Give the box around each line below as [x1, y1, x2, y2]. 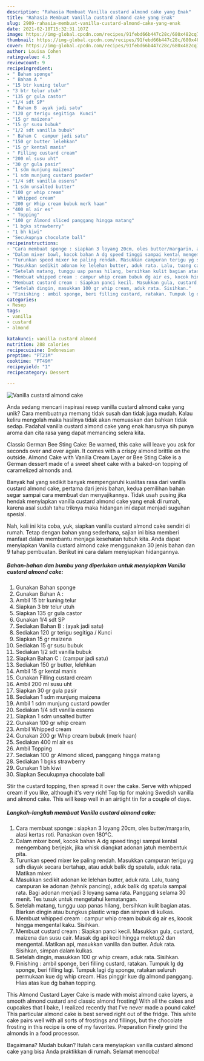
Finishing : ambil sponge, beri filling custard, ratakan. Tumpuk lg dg [15, 960, 183, 967]
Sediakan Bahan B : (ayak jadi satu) [15, 622, 104, 630]
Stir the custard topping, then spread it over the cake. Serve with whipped [7, 782, 191, 789]
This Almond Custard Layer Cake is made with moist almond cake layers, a [7, 991, 193, 998]
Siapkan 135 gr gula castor [15, 609, 82, 616]
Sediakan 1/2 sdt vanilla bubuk [15, 648, 92, 655]
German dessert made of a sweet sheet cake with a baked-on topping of [7, 460, 188, 467]
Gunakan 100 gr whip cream [15, 719, 87, 726]
